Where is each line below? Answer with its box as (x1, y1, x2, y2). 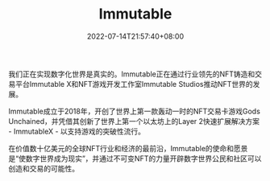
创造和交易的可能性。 (8, 163, 79, 173)
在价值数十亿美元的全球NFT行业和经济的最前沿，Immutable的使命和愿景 (8, 143, 248, 153)
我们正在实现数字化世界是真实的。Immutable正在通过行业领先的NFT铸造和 (8, 69, 255, 79)
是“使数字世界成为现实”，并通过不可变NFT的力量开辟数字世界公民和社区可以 (8, 154, 262, 163)
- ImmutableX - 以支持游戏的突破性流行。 (8, 126, 146, 136)
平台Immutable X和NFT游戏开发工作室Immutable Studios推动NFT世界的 (15, 79, 254, 88)
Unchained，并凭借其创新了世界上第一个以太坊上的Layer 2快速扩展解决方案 (8, 116, 260, 125)
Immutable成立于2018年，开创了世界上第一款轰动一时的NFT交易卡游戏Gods (8, 106, 260, 116)
